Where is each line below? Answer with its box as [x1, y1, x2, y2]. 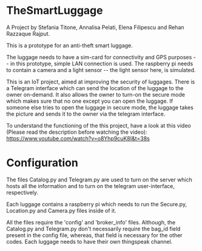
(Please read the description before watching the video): [6, 128, 147, 135]
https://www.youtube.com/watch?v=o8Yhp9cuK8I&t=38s [6, 134, 150, 142]
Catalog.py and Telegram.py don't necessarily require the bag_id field [6, 225, 181, 232]
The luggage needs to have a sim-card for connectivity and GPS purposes [6, 53, 192, 60]
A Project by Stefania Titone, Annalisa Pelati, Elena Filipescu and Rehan [6, 24, 184, 31]
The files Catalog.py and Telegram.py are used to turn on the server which [6, 176, 193, 183]
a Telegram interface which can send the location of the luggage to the [6, 84, 184, 91]
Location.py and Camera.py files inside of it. [6, 207, 116, 214]
